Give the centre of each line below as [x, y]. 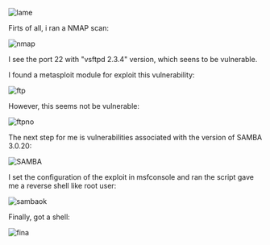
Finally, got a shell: [39, 217]
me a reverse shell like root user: [62, 186]
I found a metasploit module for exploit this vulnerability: [102, 75]
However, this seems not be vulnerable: [74, 106]
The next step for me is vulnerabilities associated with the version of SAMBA [135, 137]
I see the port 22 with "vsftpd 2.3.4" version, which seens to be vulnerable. [133, 59]
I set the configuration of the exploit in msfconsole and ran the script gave [131, 177]
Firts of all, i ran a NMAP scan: [58, 28]
